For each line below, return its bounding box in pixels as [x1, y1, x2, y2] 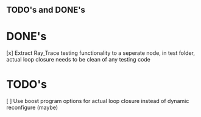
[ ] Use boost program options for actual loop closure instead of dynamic [6, 97, 189, 105]
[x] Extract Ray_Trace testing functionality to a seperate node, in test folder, [6, 49, 195, 57]
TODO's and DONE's [6, 5, 85, 15]
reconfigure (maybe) [6, 104, 58, 112]
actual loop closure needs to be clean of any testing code [6, 56, 151, 63]
